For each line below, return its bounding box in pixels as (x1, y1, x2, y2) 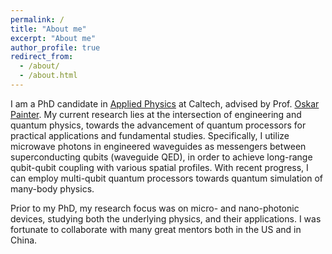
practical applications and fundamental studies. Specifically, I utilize (10, 129, 290, 141)
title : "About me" (10, 24, 87, 34)
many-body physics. (10, 182, 95, 195)
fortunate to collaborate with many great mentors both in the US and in (10, 223, 302, 235)
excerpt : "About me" (10, 33, 97, 43)
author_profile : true (10, 42, 101, 53)
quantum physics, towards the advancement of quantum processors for (10, 119, 307, 131)
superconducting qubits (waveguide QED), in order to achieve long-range (10, 151, 313, 163)
